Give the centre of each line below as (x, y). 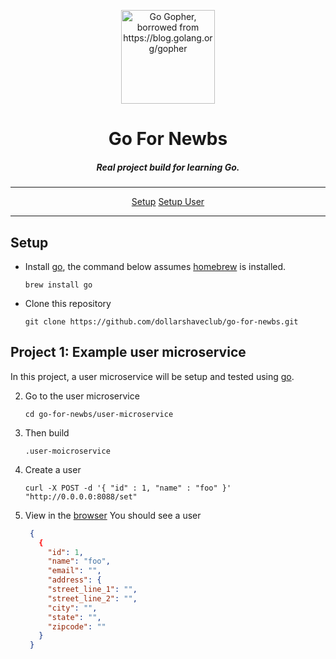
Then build (47, 432)
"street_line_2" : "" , (92, 598)
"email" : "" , (74, 571)
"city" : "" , (72, 608)
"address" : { (74, 580)
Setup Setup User (168, 202)
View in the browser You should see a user (113, 515)
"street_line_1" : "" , (92, 590)
